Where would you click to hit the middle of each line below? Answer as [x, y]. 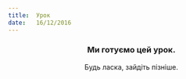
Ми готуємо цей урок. [131, 50]
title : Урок [29, 15]
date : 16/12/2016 [40, 23]
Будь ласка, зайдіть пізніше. [131, 66]
